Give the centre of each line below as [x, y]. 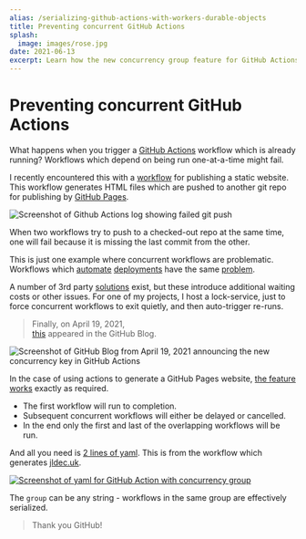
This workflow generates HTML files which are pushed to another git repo [148, 187]
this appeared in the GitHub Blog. [94, 333]
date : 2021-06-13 [42, 52]
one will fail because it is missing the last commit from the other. [130, 242]
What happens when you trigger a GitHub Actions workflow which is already [153, 150]
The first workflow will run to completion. [100, 406]
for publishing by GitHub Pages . [69, 196]
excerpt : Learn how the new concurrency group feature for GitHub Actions [154, 60]
